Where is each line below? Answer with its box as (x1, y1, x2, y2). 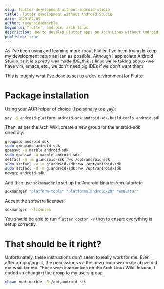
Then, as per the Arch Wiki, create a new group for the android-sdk (5, 124, 141, 130)
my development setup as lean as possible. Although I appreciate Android (5, 53, 154, 59)
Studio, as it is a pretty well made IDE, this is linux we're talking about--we (5, 58, 154, 64)
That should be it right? (5, 238, 102, 249)
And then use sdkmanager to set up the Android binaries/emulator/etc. (5, 179, 144, 186)
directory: (5, 129, 25, 135)
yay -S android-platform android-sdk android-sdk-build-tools (5, 115, 134, 120)
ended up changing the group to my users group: (5, 270, 104, 276)
